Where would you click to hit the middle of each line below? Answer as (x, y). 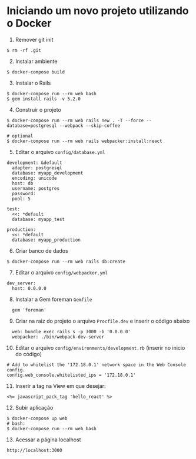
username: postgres (36, 188)
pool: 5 (21, 199)
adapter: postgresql (37, 168)
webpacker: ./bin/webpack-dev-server (58, 337)
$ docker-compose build (36, 72)
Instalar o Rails (33, 83)
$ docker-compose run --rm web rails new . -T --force (75, 120)
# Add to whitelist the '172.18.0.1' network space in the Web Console (96, 365)
